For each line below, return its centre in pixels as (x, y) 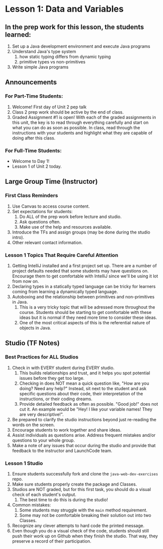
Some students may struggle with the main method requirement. (83, 510)
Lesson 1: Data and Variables (64, 9)
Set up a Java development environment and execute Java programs (81, 46)
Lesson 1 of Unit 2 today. (37, 166)
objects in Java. (35, 328)
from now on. (26, 281)
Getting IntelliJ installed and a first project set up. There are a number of (84, 265)
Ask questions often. (40, 222)
